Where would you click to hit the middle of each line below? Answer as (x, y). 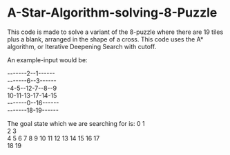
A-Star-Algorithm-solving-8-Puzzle (112, 13)
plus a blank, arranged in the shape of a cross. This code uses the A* (105, 39)
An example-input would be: (47, 60)
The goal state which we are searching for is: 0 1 (76, 123)
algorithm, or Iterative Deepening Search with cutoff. (82, 46)
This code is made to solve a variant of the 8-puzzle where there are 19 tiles (115, 32)
